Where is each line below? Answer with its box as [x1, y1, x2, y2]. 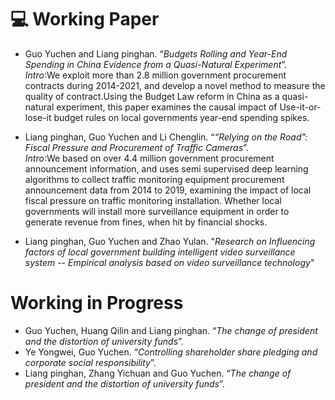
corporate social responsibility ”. [24, 356, 157, 368]
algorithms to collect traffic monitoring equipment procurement [24, 173, 285, 185]
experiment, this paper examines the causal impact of [56, 101, 278, 113]
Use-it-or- [279, 101, 322, 113]
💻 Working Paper [10, 8, 160, 31]
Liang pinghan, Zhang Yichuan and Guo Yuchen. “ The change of [24, 367, 292, 379]
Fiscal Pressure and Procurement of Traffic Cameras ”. [24, 141, 249, 153]
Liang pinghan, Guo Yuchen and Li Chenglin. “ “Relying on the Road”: [24, 131, 308, 143]
